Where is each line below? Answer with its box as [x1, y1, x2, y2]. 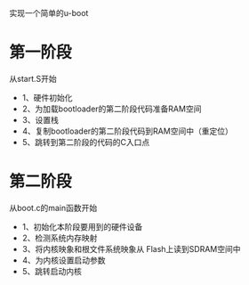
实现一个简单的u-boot [9, 8, 89, 18]
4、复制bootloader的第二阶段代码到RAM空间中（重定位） [21, 126, 233, 136]
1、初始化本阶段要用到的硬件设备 [21, 221, 143, 232]
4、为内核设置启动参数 [21, 255, 106, 265]
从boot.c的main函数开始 [9, 202, 98, 213]
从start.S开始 [9, 73, 57, 84]
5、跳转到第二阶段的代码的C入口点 [21, 136, 150, 147]
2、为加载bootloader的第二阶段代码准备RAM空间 [21, 103, 202, 114]
